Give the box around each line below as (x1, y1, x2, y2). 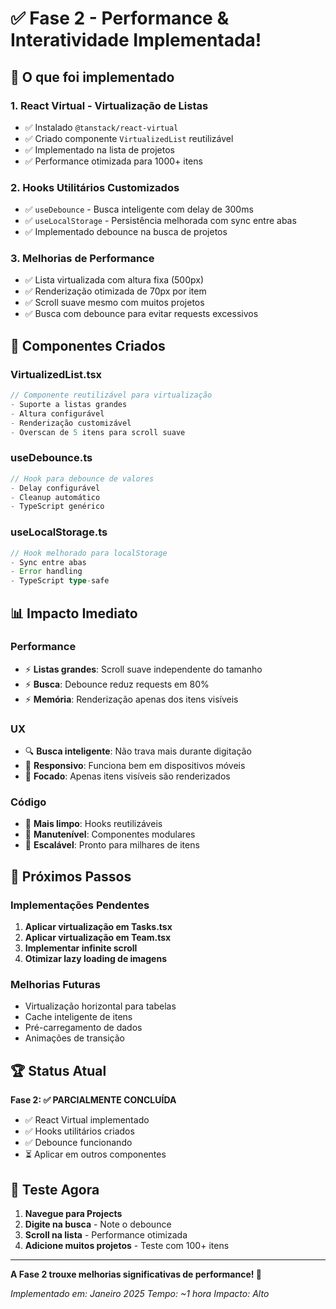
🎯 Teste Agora (10, 1181, 100, 1198)
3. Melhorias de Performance (10, 252, 155, 266)
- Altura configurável (10, 408, 105, 419)
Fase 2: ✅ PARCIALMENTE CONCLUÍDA (10, 1094, 177, 1106)
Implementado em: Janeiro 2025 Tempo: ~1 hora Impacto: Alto (10, 1288, 270, 1300)
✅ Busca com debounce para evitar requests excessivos (24, 308, 259, 320)
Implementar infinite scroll (24, 942, 138, 954)
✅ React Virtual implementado (24, 1114, 150, 1126)
